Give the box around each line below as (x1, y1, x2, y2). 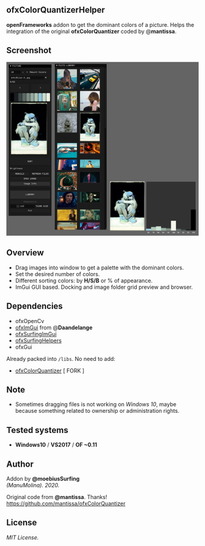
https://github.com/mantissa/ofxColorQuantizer (6, 500, 126, 507)
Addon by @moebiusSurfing (6, 475, 80, 482)
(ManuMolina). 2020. (6, 481, 60, 489)
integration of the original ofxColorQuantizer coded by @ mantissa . (6, 27, 177, 35)
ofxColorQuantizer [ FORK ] (15, 366, 85, 374)
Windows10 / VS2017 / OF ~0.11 (15, 441, 98, 448)
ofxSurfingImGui (15, 330, 57, 338)
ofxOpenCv (15, 317, 45, 324)
